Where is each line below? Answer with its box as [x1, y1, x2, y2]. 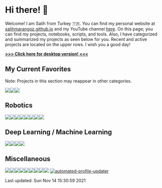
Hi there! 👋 [5, 4, 49, 16]
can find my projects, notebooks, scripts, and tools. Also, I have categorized [5, 31, 158, 37]
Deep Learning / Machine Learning [5, 128, 112, 136]
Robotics [5, 101, 33, 110]
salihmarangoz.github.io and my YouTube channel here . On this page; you [5, 26, 153, 32]
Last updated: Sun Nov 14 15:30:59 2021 [5, 178, 86, 184]
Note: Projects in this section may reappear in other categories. [5, 78, 132, 84]
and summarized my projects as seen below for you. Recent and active [5, 36, 147, 42]
